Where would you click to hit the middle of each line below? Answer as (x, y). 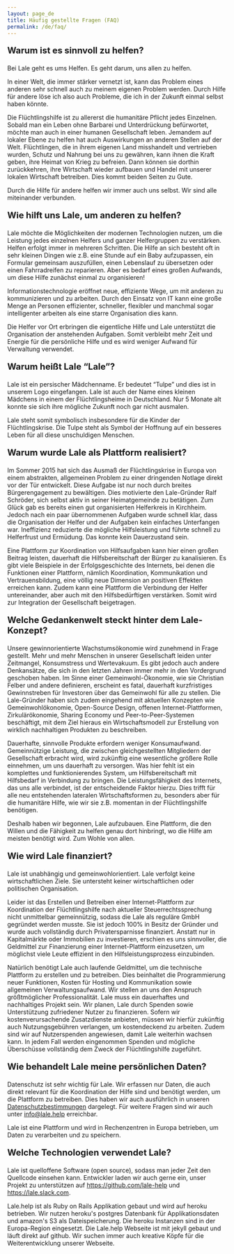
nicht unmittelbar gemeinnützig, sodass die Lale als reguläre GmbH (103, 917)
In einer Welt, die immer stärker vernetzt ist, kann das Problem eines (105, 82)
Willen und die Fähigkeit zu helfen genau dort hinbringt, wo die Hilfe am (110, 831)
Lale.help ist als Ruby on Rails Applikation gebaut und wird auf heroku (107, 1206)
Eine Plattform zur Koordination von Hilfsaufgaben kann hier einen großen (113, 551)
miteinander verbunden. (42, 198)
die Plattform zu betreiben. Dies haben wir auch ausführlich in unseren (109, 1099)
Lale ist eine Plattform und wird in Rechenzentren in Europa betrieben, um (113, 1128)
